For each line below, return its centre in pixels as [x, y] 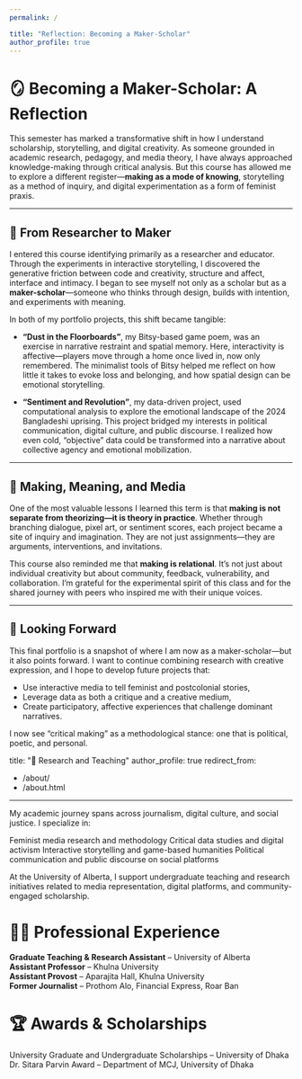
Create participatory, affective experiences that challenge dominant [147, 706]
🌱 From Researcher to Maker [90, 232]
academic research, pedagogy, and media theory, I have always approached [151, 157]
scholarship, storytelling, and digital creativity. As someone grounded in [142, 148]
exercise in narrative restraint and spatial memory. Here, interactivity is [153, 346]
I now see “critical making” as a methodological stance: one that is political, [149, 733]
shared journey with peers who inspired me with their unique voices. [136, 592]
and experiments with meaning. [67, 302]
